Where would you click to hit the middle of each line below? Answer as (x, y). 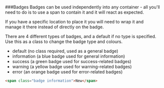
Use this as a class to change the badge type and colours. (64, 42)
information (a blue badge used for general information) (68, 56)
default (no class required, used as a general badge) (65, 51)
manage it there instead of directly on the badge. (55, 27)
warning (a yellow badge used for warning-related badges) (72, 66)
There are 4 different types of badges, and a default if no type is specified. (81, 36)
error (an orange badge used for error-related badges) (67, 72)
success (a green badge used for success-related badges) (72, 61)
